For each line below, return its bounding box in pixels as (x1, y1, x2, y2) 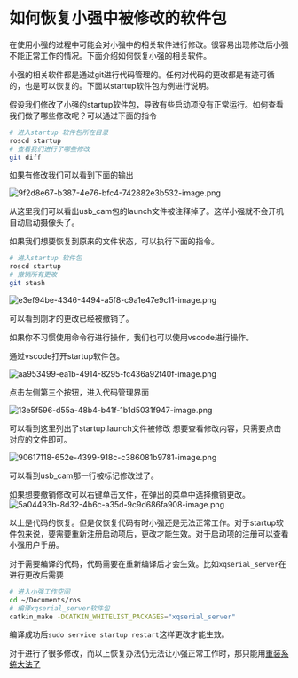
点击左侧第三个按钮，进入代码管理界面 (9, 387, 149, 397)
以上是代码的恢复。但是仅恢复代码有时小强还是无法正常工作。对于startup (9, 517, 277, 528)
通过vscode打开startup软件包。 (9, 350, 125, 361)
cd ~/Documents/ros (9, 595, 82, 604)
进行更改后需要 (9, 570, 64, 580)
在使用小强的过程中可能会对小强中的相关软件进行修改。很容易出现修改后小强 (9, 39, 289, 50)
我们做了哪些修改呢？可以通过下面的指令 (9, 110, 157, 121)
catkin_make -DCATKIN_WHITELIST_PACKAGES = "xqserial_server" (9, 612, 237, 621)
